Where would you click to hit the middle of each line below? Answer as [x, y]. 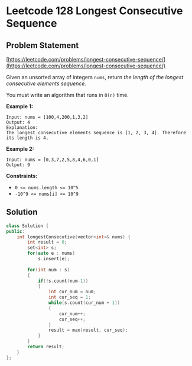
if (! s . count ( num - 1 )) [63, 281]
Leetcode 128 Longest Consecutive [95, 11]
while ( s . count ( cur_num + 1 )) [84, 303]
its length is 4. [27, 138]
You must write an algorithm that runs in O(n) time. [67, 95]
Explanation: [22, 128]
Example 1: [20, 106]
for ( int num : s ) [48, 270]
